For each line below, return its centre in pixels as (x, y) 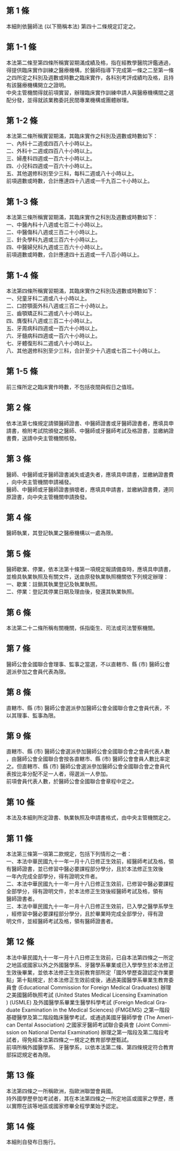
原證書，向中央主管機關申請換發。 (48, 497)
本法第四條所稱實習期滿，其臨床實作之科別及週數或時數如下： (82, 291)
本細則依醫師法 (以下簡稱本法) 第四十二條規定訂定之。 (73, 26)
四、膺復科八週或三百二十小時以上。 (51, 321)
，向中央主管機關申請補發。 (40, 482)
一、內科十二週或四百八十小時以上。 (51, 144)
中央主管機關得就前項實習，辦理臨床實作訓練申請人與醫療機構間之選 (90, 92)
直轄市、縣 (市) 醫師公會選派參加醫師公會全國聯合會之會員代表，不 (88, 707)
